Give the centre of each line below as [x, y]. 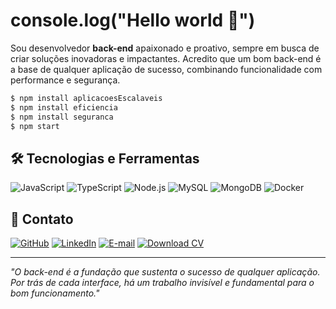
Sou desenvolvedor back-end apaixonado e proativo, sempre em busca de [165, 48]
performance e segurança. [65, 80]
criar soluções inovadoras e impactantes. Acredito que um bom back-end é [166, 58]
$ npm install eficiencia [64, 107]
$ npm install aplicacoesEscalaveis [86, 98]
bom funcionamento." [55, 293]
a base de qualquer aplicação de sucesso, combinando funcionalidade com [166, 69]
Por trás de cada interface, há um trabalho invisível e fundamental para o [162, 283]
